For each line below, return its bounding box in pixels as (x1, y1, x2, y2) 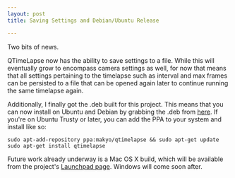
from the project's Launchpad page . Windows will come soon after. (7, 162, 203, 170)
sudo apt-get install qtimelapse (7, 142, 106, 149)
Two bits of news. (7, 42, 59, 51)
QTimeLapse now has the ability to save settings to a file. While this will (7, 56, 215, 64)
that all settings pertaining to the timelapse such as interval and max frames (7, 71, 228, 80)
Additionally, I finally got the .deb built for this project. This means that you (7, 100, 224, 108)
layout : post (7, 10, 46, 18)
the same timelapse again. (7, 86, 84, 95)
